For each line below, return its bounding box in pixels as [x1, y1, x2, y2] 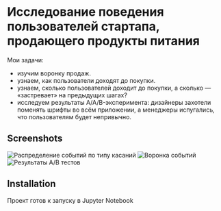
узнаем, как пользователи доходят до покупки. [16, 76, 156, 84]
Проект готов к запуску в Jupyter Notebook [7, 196, 133, 204]
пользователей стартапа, [7, 18, 160, 34]
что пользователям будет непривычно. [16, 112, 132, 121]
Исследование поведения [7, 4, 164, 20]
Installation [7, 178, 56, 190]
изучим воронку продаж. [16, 69, 91, 77]
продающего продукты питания [7, 34, 200, 49]
